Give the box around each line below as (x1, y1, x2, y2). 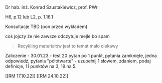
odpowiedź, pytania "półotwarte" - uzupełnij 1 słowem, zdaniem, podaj (5, 58, 151, 64)
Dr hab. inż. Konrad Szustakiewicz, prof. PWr (5, 4, 98, 10)
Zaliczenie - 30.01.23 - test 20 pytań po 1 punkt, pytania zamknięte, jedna (5, 52, 157, 58)
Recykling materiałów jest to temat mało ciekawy (17, 43, 118, 49)
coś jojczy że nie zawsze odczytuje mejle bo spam (5, 33, 110, 39)
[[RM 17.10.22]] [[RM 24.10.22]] (5, 73, 69, 79)
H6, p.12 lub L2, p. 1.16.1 (5, 14, 54, 19)
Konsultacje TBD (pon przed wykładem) (5, 23, 88, 29)
